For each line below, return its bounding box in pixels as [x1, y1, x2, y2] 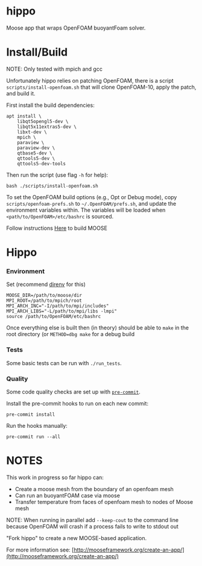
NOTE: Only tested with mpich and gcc [6, 65, 103, 72]
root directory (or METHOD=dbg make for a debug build [6, 331, 135, 338]
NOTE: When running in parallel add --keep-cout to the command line [6, 516, 179, 523]
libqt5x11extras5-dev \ [17, 124, 77, 130]
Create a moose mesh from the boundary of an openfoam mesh [14, 485, 174, 492]
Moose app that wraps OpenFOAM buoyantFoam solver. [6, 24, 146, 31]
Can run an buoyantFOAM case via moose [14, 492, 121, 499]
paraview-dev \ [17, 145, 55, 151]
